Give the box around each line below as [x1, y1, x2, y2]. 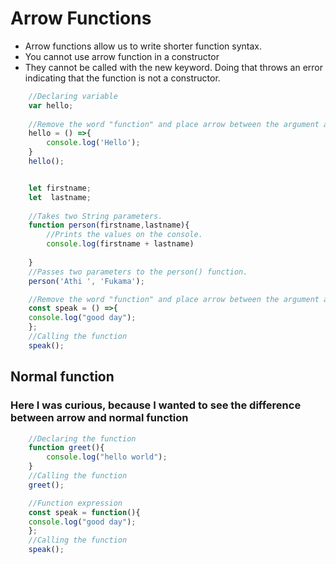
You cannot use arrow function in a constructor [24, 50, 220, 62]
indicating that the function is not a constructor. [24, 72, 221, 84]
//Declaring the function [28, 433, 137, 444]
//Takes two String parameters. [28, 211, 163, 221]
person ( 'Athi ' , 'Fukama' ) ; [28, 276, 145, 286]
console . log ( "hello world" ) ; [46, 452, 168, 462]
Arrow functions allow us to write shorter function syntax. [24, 40, 262, 52]
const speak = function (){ [28, 507, 141, 517]
